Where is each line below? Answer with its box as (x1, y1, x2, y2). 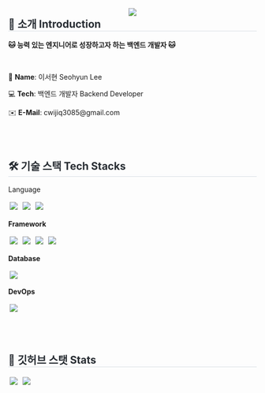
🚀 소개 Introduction (8, 17, 101, 31)
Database (8, 254, 41, 264)
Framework (8, 219, 47, 229)
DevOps (8, 287, 35, 297)
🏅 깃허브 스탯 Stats (8, 353, 97, 366)
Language (8, 185, 41, 194)
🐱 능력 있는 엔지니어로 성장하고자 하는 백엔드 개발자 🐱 (8, 40, 176, 50)
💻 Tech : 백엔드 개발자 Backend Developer (8, 89, 144, 99)
